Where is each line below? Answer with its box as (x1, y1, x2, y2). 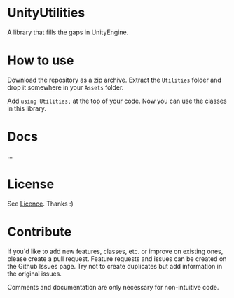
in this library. (7, 104, 47, 113)
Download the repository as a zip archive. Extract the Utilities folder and (7, 76, 222, 84)
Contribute (7, 224, 72, 239)
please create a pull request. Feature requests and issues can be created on (7, 254, 227, 263)
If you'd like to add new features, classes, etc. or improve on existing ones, (7, 247, 223, 255)
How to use (7, 52, 74, 69)
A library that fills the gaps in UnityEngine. (7, 28, 129, 36)
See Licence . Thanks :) (7, 199, 74, 208)
